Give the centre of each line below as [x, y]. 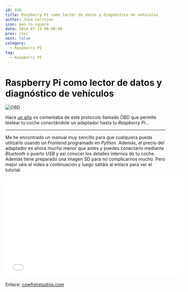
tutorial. [13, 170]
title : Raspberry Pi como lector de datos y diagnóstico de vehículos [82, 15]
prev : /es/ [17, 34]
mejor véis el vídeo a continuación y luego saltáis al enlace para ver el [79, 165]
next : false [18, 39]
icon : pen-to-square [27, 24]
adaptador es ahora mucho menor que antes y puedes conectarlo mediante [85, 148]
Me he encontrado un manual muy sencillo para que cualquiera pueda [79, 138]
